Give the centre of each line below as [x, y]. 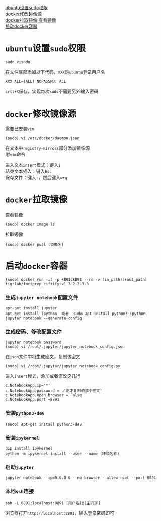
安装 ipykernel [22, 438]
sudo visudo [18, 62]
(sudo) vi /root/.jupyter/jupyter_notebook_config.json [65, 347]
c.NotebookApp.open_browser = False [44, 395]
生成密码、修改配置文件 [33, 332]
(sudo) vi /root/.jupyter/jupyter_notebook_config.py [63, 366]
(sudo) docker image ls [30, 224]
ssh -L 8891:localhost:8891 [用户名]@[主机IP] [53, 503]
